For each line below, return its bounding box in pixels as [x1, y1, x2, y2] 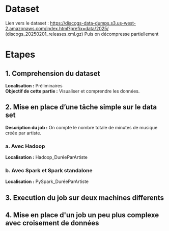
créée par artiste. [5, 130, 42, 136]
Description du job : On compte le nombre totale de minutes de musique [5, 124, 158, 130]
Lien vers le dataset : [5, 20, 49, 26]
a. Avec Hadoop [5, 143, 45, 150]
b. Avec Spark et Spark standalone [5, 167, 93, 174]
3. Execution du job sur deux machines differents [5, 193, 164, 202]
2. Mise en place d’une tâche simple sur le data [5, 103, 157, 111]
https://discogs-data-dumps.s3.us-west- [50, 20, 136, 26]
